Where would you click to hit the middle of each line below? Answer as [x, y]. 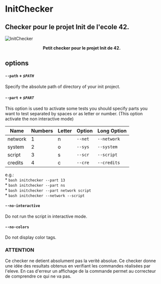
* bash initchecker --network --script [45, 195]
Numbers [42, 131]
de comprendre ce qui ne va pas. [38, 276]
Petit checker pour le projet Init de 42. [82, 48]
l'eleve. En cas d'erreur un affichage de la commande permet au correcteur [80, 271]
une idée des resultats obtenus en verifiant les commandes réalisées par [78, 266]
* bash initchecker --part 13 [35, 180]
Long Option [112, 131]
